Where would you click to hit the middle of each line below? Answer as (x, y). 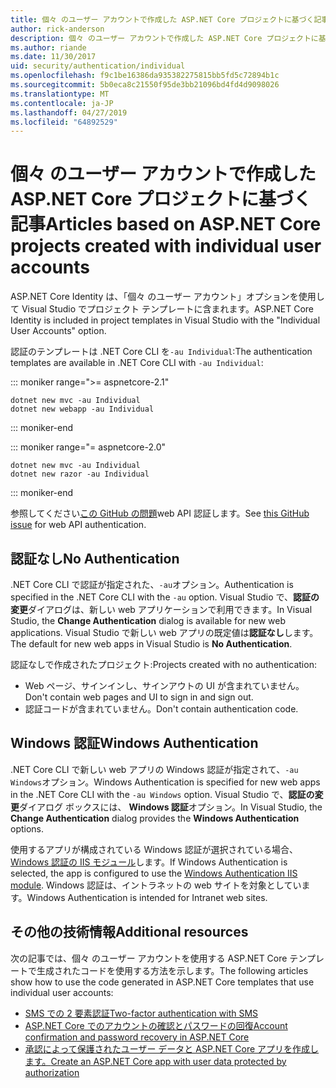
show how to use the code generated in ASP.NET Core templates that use (162, 982)
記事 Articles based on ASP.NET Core (166, 224)
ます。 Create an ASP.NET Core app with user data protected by (155, 1061)
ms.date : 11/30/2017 (53, 57)
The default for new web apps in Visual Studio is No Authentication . (151, 644)
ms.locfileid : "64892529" (64, 122)
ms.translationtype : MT (60, 94)
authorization (52, 1072)
